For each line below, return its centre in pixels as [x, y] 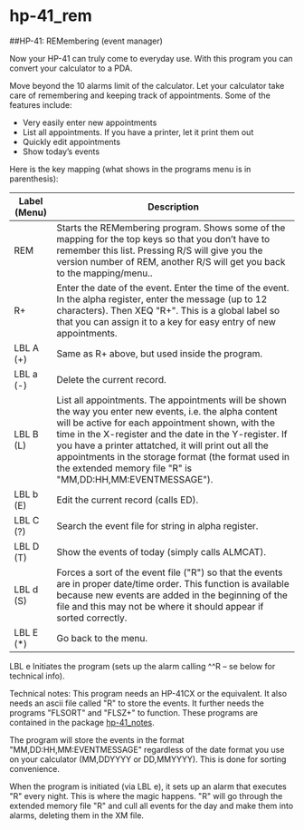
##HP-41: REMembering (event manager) [86, 41]
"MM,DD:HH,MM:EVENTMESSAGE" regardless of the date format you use [147, 749]
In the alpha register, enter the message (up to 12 [162, 298]
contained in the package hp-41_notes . [82, 722]
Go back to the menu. [102, 638]
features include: [41, 104]
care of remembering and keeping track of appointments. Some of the [140, 95]
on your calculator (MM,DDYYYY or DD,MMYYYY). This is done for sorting [148, 759]
